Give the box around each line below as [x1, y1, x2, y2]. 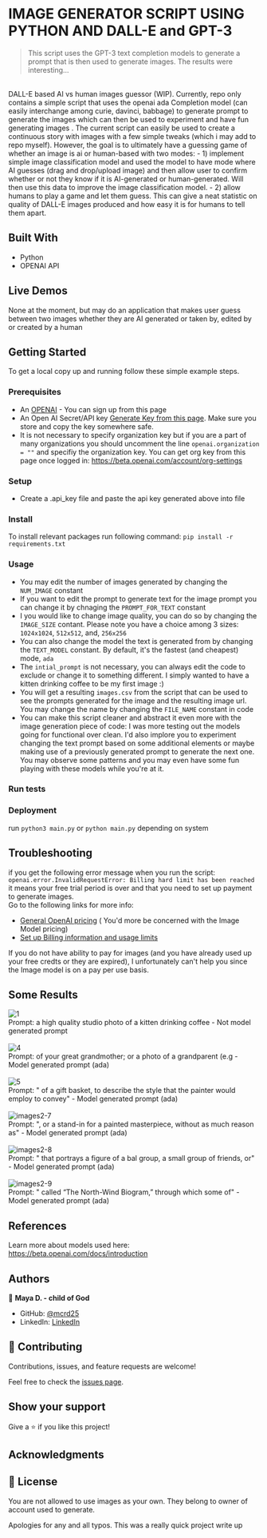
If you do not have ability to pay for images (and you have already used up [8, 948, 253, 957]
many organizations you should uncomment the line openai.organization [19, 439, 260, 448]
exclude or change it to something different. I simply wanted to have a [19, 670, 249, 680]
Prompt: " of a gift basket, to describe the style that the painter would [8, 1086, 236, 1095]
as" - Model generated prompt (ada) [8, 1128, 128, 1138]
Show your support [8, 1400, 106, 1414]
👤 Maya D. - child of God [8, 1294, 90, 1303]
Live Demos [8, 284, 68, 298]
